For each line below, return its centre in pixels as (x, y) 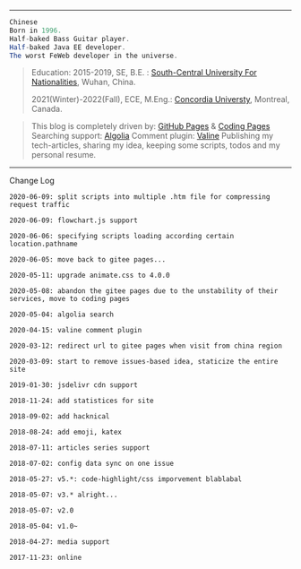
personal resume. (64, 155)
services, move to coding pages (69, 299)
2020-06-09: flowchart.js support (74, 220)
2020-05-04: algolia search (62, 315)
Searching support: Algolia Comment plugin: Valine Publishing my (152, 136)
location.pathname (43, 244)
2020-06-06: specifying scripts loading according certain (122, 237)
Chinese (24, 22)
